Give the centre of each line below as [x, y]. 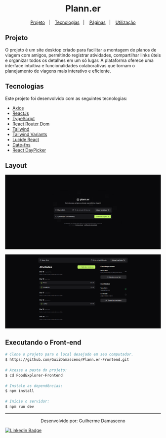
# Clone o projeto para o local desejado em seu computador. [69, 354]
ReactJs [21, 113]
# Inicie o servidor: [27, 401]
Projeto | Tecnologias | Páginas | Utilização [83, 22]
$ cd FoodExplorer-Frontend [34, 375]
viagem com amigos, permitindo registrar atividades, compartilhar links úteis [83, 55]
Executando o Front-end [43, 342]
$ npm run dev [20, 407]
